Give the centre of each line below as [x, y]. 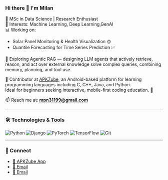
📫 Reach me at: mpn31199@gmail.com [47, 100]
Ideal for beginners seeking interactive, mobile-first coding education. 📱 [79, 90]
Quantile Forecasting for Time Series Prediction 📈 [64, 48]
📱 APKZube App [29, 161]
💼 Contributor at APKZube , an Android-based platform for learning [73, 79]
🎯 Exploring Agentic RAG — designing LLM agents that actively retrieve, [79, 59]
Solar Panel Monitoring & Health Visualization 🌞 [62, 42]
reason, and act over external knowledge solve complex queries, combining [83, 64]
